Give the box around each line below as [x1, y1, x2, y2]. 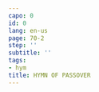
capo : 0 [8, 11, 34, 20]
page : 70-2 [8, 34, 45, 42]
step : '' [8, 42, 38, 50]
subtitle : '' [8, 49, 52, 57]
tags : [8, 57, 26, 65]
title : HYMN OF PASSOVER [8, 71, 91, 79]
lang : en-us [8, 26, 48, 34]
